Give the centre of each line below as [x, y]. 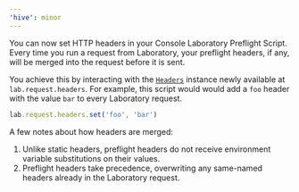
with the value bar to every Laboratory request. [96, 98]
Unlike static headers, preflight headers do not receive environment [146, 149]
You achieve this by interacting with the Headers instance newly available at [147, 79]
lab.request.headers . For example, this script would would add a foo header [149, 88]
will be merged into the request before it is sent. [97, 62]
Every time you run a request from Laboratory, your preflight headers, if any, [149, 52]
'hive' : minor [36, 17]
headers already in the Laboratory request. [101, 177]
